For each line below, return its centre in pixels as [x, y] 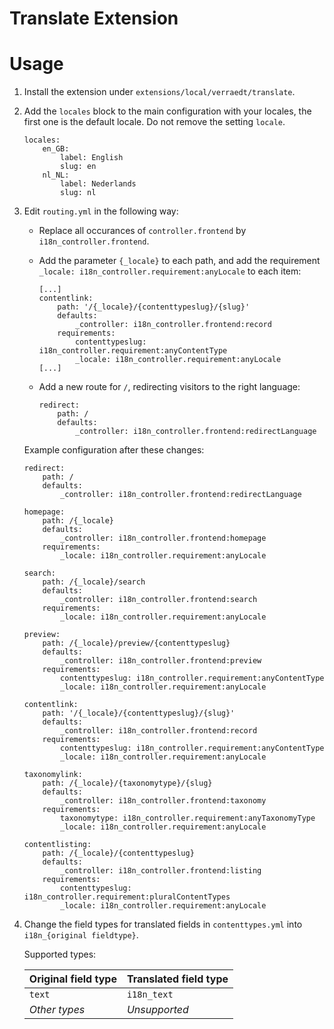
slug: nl [78, 193]
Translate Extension [94, 18]
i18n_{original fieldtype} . [81, 935]
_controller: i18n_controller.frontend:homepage [163, 538]
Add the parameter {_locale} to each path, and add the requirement [179, 261]
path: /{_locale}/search [94, 582]
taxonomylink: [53, 775]
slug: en [78, 167]
